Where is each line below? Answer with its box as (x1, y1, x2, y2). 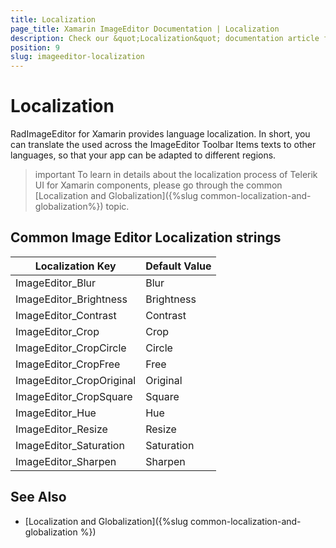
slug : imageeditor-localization (10, 52, 145, 62)
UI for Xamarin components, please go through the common (34, 179, 283, 191)
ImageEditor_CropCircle (15, 341, 127, 355)
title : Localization (10, 14, 97, 25)
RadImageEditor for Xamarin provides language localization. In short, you (10, 128, 311, 140)
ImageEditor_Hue (15, 406, 97, 420)
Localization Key (34, 259, 117, 273)
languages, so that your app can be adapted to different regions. (10, 149, 277, 161)
